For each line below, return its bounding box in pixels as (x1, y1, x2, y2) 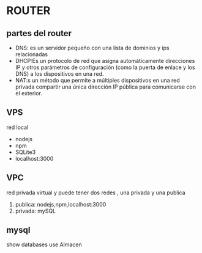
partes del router (6, 28, 72, 38)
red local (6, 123, 29, 131)
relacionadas (15, 51, 48, 58)
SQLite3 (15, 148, 36, 156)
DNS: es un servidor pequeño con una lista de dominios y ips (15, 44, 170, 51)
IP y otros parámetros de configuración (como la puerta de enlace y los (15, 64, 195, 71)
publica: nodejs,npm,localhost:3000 (15, 200, 107, 208)
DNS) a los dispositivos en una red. (15, 70, 104, 77)
